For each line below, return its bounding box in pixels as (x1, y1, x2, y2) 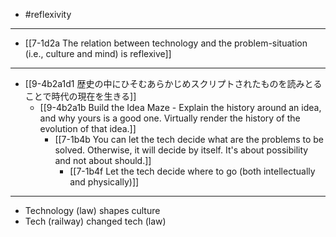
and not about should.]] (54, 155, 152, 166)
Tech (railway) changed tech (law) (24, 215, 167, 227)
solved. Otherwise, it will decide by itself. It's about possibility (54, 144, 309, 156)
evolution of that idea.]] (39, 123, 137, 134)
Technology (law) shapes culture (24, 205, 161, 216)
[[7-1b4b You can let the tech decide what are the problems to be (54, 134, 324, 145)
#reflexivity (24, 9, 72, 20)
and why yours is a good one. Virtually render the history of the (39, 112, 301, 124)
